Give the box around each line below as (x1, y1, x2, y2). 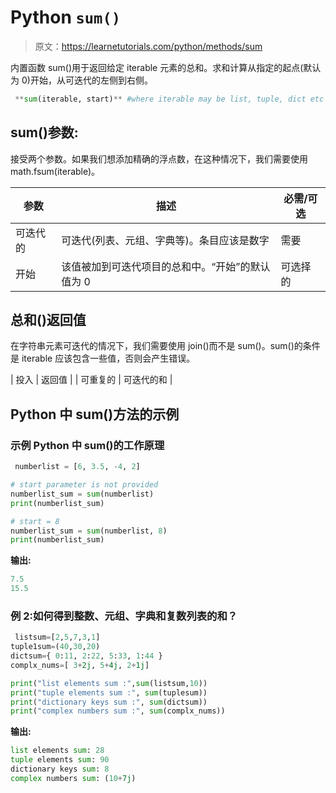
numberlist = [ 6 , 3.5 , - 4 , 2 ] (14, 462, 141, 472)
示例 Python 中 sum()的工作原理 (10, 438, 165, 452)
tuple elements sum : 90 (10, 755, 110, 765)
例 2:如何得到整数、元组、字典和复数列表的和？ (10, 609, 238, 623)
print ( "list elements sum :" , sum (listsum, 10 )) (10, 678, 208, 688)
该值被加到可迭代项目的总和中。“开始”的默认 (61, 259, 271, 273)
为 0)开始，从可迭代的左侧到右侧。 (10, 74, 153, 86)
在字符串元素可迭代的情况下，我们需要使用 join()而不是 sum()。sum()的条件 (10, 340, 321, 352)
